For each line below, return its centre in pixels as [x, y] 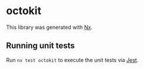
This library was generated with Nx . [49, 27]
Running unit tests [40, 46]
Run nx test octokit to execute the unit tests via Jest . [72, 60]
